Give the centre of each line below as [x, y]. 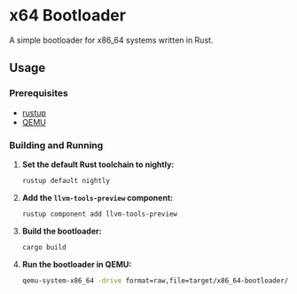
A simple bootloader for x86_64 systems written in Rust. [111, 40]
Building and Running [56, 145]
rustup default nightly [66, 180]
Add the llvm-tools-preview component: [98, 197]
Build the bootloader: [62, 231]
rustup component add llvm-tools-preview [99, 214]
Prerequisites [39, 93]
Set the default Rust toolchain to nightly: [98, 164]
